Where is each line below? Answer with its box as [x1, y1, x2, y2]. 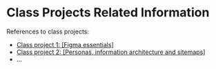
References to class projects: [6, 27, 90, 36]
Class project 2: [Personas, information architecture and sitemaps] [16, 48, 206, 56]
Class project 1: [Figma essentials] [16, 40, 115, 49]
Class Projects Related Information [6, 5, 210, 20]
